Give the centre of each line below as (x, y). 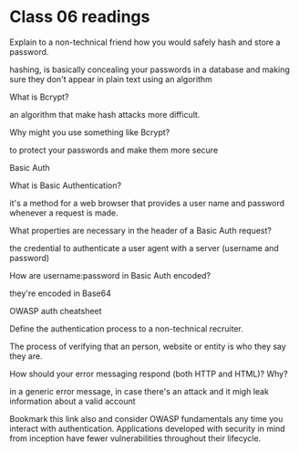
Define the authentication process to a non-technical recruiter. (127, 328)
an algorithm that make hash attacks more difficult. (105, 114)
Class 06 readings (80, 17)
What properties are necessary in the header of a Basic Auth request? (140, 230)
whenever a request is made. (64, 213)
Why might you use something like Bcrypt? (90, 132)
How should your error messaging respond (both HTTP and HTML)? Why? (149, 374)
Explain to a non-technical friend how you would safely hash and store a (145, 42)
